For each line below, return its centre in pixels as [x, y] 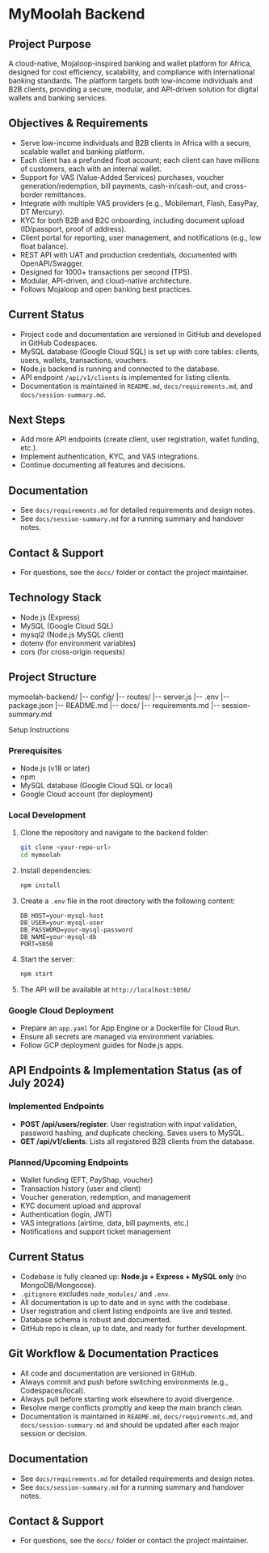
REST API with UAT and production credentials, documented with [128, 254]
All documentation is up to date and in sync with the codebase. [125, 1302]
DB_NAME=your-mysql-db [58, 936]
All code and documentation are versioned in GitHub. [108, 1373]
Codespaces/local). [53, 1390]
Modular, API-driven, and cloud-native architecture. [106, 280]
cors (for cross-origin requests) [72, 651]
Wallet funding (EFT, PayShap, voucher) [86, 1180]
